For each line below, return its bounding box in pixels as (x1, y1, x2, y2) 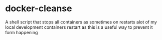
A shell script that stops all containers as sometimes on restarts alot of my (5, 19, 157, 25)
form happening (5, 29, 38, 35)
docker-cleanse (5, 3, 72, 14)
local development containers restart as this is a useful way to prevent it (5, 24, 153, 30)
